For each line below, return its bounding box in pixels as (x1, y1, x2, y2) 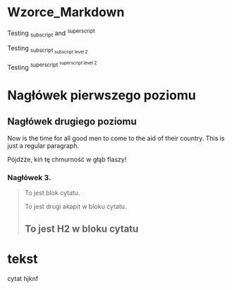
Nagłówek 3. (7, 172, 51, 182)
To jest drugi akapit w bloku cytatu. (24, 202, 127, 211)
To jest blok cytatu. (24, 189, 80, 197)
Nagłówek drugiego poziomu (7, 115, 137, 127)
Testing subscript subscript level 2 (7, 44, 88, 55)
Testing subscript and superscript (7, 27, 95, 39)
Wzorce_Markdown (7, 4, 125, 20)
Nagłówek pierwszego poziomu (7, 87, 196, 103)
